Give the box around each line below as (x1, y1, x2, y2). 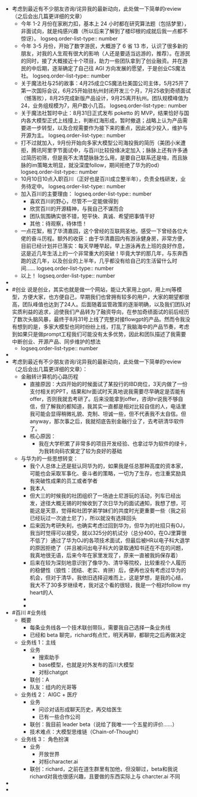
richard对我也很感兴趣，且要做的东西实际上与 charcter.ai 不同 (29, 773, 180, 780)
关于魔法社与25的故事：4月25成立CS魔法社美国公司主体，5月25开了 (20, 80, 189, 86)
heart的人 (29, 589, 54, 596)
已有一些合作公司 (38, 714, 81, 720)
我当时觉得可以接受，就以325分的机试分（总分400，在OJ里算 (29, 530, 182, 536)
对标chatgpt (38, 669, 68, 675)
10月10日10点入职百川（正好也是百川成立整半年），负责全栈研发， (20, 175, 181, 182)
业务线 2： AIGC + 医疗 (20, 691, 78, 698)
